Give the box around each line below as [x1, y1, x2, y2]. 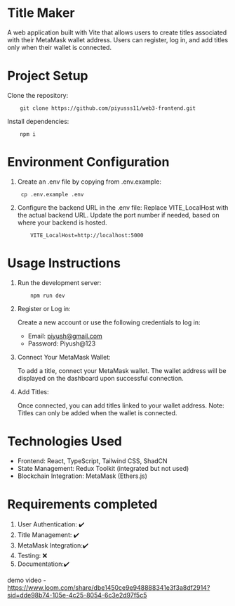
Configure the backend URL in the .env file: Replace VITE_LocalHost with [17, 203, 229, 212]
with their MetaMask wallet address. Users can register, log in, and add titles [7, 35, 229, 44]
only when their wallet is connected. [7, 43, 112, 51]
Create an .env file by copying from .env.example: [17, 177, 161, 186]
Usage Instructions [7, 255, 121, 271]
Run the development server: [17, 278, 102, 286]
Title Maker [7, 5, 75, 21]
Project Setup [7, 68, 89, 84]
